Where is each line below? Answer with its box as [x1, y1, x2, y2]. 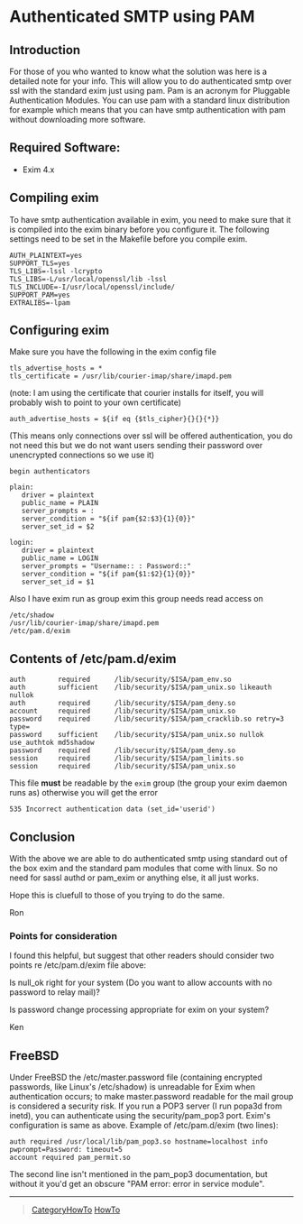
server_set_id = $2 [21, 522, 95, 531]
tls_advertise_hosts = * [9, 364, 103, 373]
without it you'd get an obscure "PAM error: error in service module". [9, 1179, 265, 1190]
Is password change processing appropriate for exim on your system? [9, 1004, 270, 1016]
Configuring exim [9, 323, 110, 338]
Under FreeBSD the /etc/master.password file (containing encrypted [9, 1072, 263, 1083]
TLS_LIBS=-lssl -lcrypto [9, 266, 103, 276]
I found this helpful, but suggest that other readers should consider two [9, 950, 275, 962]
